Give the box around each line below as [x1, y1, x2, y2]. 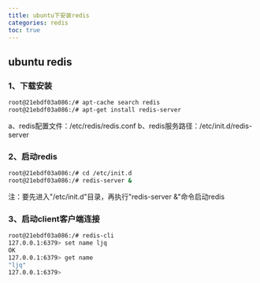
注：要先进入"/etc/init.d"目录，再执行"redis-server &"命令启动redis [8, 192, 225, 201]
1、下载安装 [8, 80, 53, 91]
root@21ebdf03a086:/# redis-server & [8, 176, 132, 185]
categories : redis [8, 19, 69, 27]
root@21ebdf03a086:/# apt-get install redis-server [8, 105, 181, 114]
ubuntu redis [8, 55, 72, 68]
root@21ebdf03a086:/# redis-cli [8, 232, 114, 240]
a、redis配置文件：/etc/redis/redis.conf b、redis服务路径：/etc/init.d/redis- [8, 121, 253, 130]
